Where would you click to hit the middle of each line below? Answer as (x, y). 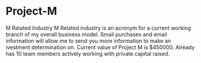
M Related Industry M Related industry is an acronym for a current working (98, 28)
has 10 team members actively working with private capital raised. (88, 53)
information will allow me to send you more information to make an (88, 41)
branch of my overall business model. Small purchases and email (86, 34)
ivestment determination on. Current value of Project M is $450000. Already (100, 47)
